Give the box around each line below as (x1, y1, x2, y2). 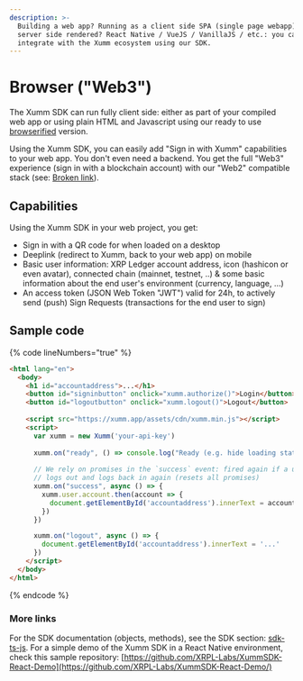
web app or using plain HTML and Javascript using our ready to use (9, 116, 262, 127)
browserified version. (9, 126, 88, 137)
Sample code (9, 323, 85, 339)
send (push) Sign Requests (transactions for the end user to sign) (22, 297, 266, 307)
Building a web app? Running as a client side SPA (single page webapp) (17, 22, 297, 31)
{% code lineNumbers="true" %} (9, 347, 133, 358)
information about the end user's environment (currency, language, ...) (22, 278, 284, 288)
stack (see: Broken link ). (9, 172, 99, 183)
